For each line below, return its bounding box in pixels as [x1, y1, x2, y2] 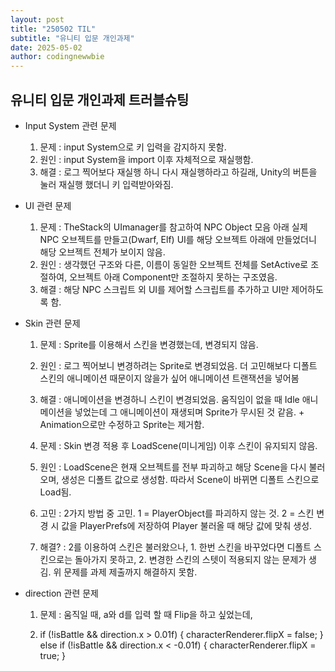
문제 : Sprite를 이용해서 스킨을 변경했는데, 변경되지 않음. [39, 338, 259, 350]
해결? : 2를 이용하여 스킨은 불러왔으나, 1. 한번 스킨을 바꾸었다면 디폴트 [39, 541, 312, 553]
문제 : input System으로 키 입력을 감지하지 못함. [39, 141, 227, 153]
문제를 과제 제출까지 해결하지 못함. [63, 566, 198, 578]
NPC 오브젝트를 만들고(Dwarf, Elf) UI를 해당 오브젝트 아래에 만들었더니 [39, 233, 317, 245]
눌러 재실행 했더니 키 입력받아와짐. [39, 178, 174, 190]
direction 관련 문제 [24, 587, 99, 599]
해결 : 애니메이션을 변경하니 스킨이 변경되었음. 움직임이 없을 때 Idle [39, 393, 300, 405]
